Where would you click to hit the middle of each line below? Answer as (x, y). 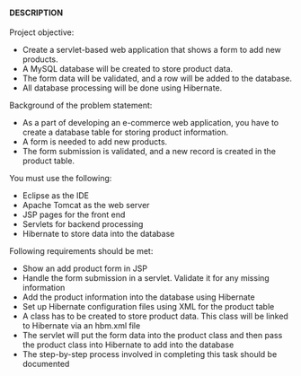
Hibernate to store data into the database (98, 234)
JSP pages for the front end (74, 214)
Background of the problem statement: (81, 105)
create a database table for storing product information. (125, 132)
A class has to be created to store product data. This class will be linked (155, 316)
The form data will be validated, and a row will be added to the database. (157, 79)
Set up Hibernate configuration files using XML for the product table (148, 307)
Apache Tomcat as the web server (86, 205)
